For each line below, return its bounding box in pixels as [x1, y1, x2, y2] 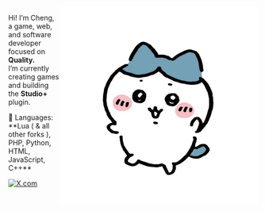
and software [8, 30, 52, 39]
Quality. [8, 56, 36, 64]
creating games [8, 72, 60, 81]
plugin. [8, 98, 31, 106]
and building [8, 81, 49, 90]
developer [8, 38, 42, 48]
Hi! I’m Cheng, [8, 13, 55, 22]
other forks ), [8, 129, 52, 139]
